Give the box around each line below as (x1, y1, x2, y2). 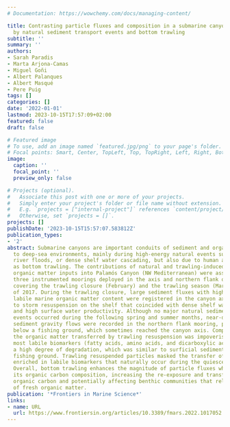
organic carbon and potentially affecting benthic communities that (13, 378, 213, 385)
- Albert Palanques (7, 73, 63, 80)
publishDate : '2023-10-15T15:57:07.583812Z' (7, 225, 136, 232)
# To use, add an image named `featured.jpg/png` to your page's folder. (7, 143, 222, 150)
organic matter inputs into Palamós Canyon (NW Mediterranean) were (13, 270, 213, 277)
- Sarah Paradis (7, 54, 53, 62)
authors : (7, 48, 32, 55)
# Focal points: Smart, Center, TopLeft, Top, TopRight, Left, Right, (7, 149, 213, 156)
